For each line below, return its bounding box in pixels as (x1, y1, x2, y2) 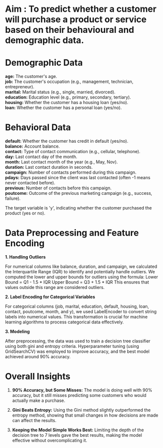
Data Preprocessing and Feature (5, 227, 139, 238)
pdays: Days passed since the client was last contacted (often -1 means (5, 175, 151, 181)
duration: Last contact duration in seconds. (5, 164, 93, 170)
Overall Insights (5, 371, 71, 382)
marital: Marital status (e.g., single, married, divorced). (5, 89, 116, 95)
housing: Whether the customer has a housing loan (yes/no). (5, 100, 129, 105)
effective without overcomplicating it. (12, 437, 87, 443)
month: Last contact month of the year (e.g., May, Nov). (5, 159, 118, 165)
